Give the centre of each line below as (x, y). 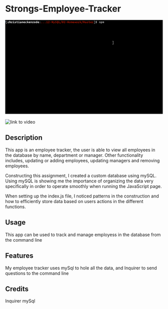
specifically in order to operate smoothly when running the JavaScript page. (83, 186)
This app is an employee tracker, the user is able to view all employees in (80, 150)
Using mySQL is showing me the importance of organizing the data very (79, 181)
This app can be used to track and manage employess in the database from (83, 235)
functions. (15, 207)
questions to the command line (37, 273)
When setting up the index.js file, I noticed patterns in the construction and (82, 196)
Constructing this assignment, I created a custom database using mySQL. (81, 175)
